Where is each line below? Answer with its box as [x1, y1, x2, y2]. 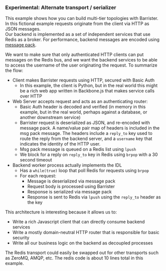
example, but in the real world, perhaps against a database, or [19, 109, 148, 115]
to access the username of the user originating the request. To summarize [5, 62, 158, 68]
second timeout [19, 157, 52, 163]
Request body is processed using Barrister [27, 183, 115, 189]
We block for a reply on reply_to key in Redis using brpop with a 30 [19, 151, 158, 157]
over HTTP [19, 93, 42, 99]
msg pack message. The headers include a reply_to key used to [19, 130, 153, 136]
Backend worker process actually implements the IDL [12, 162, 122, 168]
